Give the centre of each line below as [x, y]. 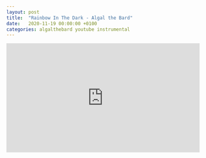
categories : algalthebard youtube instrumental [68, 29]
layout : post [23, 12]
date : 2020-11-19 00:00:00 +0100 [52, 23]
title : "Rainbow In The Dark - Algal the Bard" [70, 18]
